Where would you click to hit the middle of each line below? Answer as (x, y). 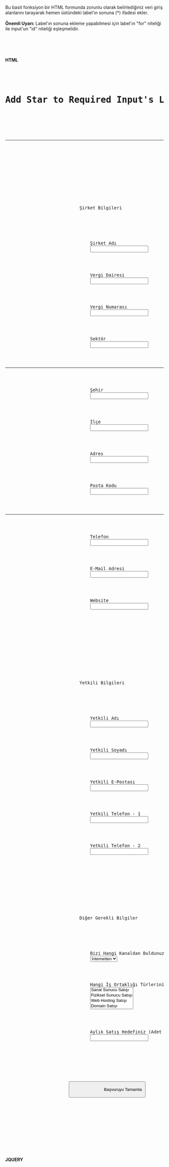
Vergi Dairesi (107, 275)
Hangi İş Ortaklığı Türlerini (127, 984)
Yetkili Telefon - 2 (115, 846)
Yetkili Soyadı (108, 750)
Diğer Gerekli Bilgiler (109, 918)
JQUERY (14, 1159)
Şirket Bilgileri (101, 208)
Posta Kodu (103, 485)
